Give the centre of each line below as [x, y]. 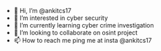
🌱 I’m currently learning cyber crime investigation [84, 25]
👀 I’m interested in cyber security [61, 18]
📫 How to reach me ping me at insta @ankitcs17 [83, 40]
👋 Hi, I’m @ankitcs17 [42, 11]
